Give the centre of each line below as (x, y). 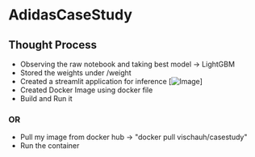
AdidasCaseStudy (71, 15)
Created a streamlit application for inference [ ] (111, 81)
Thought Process (52, 45)
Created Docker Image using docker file (86, 90)
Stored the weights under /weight (75, 73)
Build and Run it (46, 98)
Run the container (50, 146)
